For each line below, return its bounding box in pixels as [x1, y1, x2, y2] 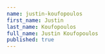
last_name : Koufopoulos [6, 23, 77, 30]
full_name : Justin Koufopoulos [6, 29, 99, 37]
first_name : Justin [6, 17, 64, 24]
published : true [6, 36, 54, 43]
